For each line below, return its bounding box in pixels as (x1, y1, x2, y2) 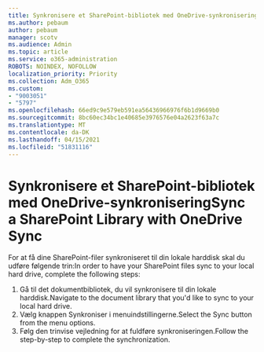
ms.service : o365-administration (8, 56, 118, 64)
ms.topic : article (8, 48, 68, 56)
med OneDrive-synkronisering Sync (8, 193, 246, 211)
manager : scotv (8, 33, 58, 42)
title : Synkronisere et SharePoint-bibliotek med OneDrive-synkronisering (8, 11, 258, 20)
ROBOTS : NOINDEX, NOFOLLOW (8, 63, 97, 71)
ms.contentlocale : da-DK (8, 128, 90, 136)
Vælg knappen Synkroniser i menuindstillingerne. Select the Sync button (19, 310, 253, 319)
